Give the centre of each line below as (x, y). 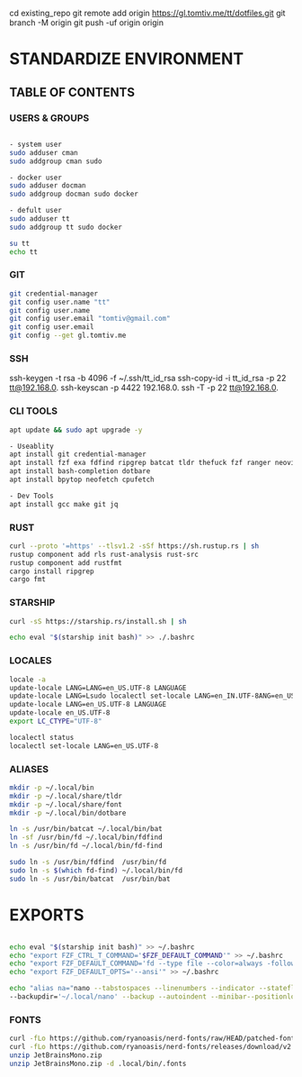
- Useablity (31, 446)
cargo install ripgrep (52, 571)
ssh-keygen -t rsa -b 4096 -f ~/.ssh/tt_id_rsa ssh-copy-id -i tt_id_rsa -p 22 (148, 379)
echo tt (24, 251)
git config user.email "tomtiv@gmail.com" (90, 319)
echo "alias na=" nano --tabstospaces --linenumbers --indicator (132, 989)
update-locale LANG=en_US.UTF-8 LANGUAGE (88, 705)
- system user (36, 144)
